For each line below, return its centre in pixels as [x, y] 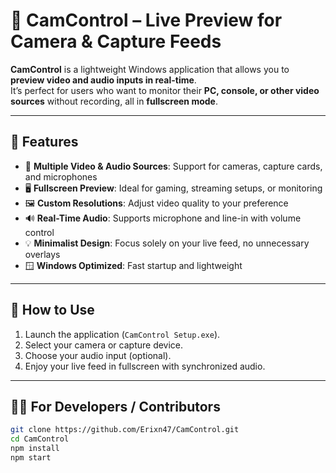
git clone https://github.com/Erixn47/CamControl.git [125, 430]
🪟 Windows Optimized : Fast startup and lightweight [133, 265]
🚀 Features [44, 142]
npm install [35, 449]
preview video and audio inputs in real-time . [103, 80]
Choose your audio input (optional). [98, 355]
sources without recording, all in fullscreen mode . [114, 101]
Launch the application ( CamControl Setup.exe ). [122, 334]
